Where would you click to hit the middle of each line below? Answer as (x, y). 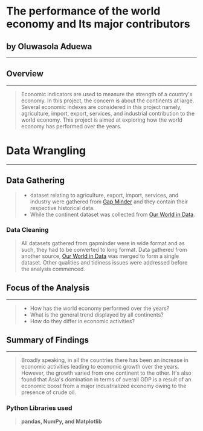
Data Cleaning (27, 230)
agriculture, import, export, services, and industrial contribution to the (108, 113)
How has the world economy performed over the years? (100, 308)
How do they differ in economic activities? (82, 321)
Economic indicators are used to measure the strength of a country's (107, 94)
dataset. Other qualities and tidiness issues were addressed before (104, 262)
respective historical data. (62, 208)
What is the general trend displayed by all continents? (97, 314)
